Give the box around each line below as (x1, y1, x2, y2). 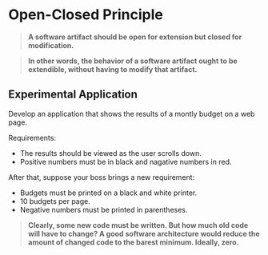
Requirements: (8, 133, 56, 142)
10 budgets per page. (19, 196, 90, 205)
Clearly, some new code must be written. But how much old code (27, 220, 249, 229)
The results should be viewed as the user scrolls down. (19, 148, 202, 157)
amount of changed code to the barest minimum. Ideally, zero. (27, 237, 239, 247)
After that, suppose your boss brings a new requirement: (8, 172, 195, 181)
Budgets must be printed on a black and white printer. (19, 188, 198, 197)
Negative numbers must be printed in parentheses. (19, 205, 188, 214)
